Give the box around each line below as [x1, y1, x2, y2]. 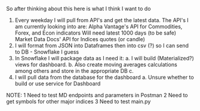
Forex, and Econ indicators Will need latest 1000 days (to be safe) [14, 29, 177, 36]
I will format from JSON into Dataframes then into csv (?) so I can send [14, 42, 189, 49]
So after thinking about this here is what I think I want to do [6, 5, 151, 12]
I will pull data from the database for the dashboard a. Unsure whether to [14, 74, 194, 81]
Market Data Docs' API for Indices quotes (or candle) [14, 36, 145, 42]
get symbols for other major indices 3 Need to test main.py [6, 98, 151, 105]
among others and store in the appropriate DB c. [14, 67, 134, 74]
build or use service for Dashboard [14, 80, 101, 87]
